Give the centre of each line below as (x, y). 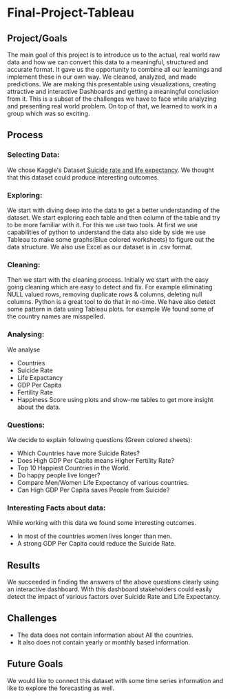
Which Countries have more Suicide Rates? (78, 453)
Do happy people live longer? (59, 475)
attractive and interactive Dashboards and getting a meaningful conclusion (113, 92)
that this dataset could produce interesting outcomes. (83, 177)
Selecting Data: (33, 155)
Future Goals (35, 664)
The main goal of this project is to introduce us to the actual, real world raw (114, 55)
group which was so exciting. (49, 113)
